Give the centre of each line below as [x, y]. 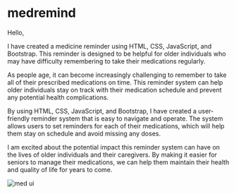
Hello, [16, 32]
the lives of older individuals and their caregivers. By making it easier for [112, 154]
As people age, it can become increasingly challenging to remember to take [117, 75]
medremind [42, 13]
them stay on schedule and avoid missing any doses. [84, 133]
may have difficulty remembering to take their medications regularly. [106, 61]
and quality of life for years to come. [60, 169]
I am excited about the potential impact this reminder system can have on [114, 147]
